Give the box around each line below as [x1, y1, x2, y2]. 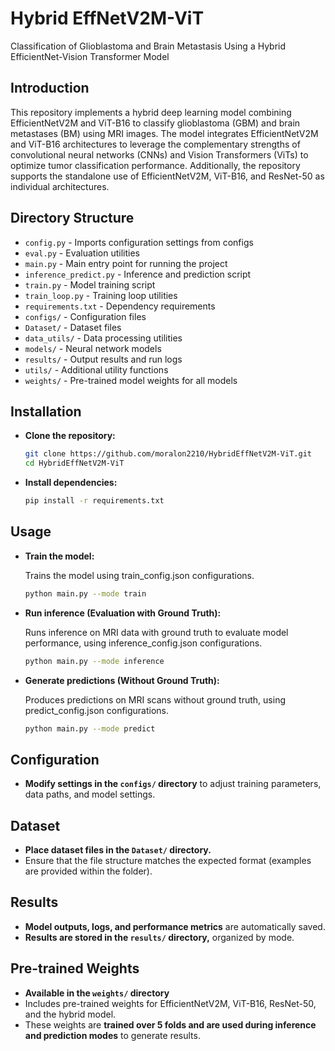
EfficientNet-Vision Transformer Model [10, 50, 170, 62]
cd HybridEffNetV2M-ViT [24, 458, 125, 469]
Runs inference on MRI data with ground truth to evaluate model [24, 626, 289, 638]
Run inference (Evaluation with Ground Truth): [24, 607, 222, 619]
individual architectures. [10, 180, 110, 192]
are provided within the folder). [24, 865, 153, 877]
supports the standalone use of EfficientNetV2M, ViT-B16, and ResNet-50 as [10, 170, 325, 182]
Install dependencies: [24, 477, 118, 489]
